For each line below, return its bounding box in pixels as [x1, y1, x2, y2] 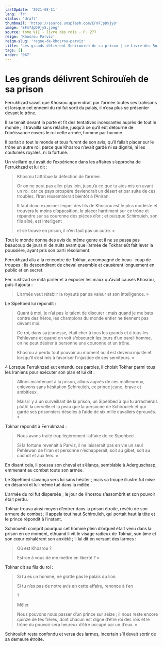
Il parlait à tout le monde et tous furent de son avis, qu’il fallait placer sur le [5, 139, 154, 145]
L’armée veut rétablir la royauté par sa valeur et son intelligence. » [16, 291, 149, 297]
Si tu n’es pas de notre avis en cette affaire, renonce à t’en [16, 583, 133, 589]
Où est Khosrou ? [16, 545, 52, 551]
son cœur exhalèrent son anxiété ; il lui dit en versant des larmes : [5, 536, 137, 542]
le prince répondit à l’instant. [5, 516, 62, 522]
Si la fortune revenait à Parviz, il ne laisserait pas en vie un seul [16, 442, 143, 448]
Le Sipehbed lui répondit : [5, 301, 57, 306]
